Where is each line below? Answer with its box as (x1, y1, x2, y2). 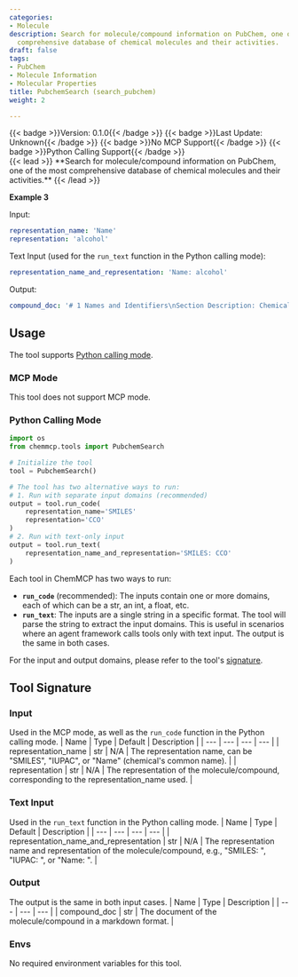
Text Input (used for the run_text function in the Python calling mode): (9, 250, 266, 262)
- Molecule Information (9, 71, 98, 80)
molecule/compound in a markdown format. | (9, 916, 175, 926)
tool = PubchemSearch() (9, 466, 98, 475)
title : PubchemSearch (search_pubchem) (9, 87, 157, 96)
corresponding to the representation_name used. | (9, 774, 193, 785)
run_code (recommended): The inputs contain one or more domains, (21, 590, 271, 600)
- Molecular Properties (9, 79, 98, 88)
